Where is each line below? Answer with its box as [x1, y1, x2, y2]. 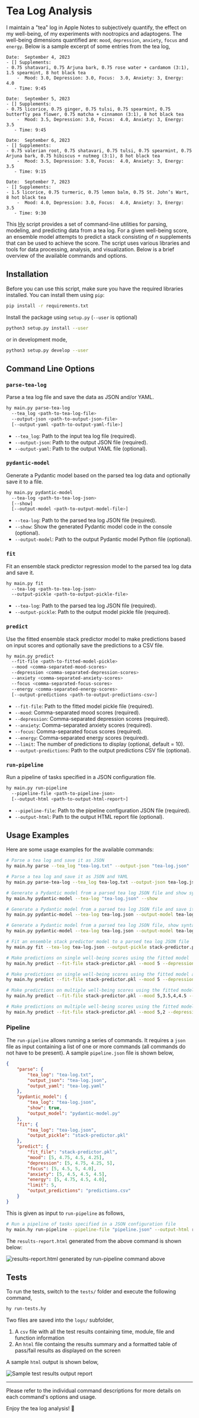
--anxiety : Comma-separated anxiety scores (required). [14, 721, 152, 729]
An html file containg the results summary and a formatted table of [14, 1341, 178, 1348]
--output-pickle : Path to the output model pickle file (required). [14, 609, 171, 616]
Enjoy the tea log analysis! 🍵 [6, 1405, 75, 1412]
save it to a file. [6, 478, 43, 485]
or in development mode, [6, 335, 68, 343]
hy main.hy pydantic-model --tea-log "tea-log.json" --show [6, 895, 158, 901]
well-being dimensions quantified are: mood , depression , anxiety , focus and [6, 36, 188, 43]
